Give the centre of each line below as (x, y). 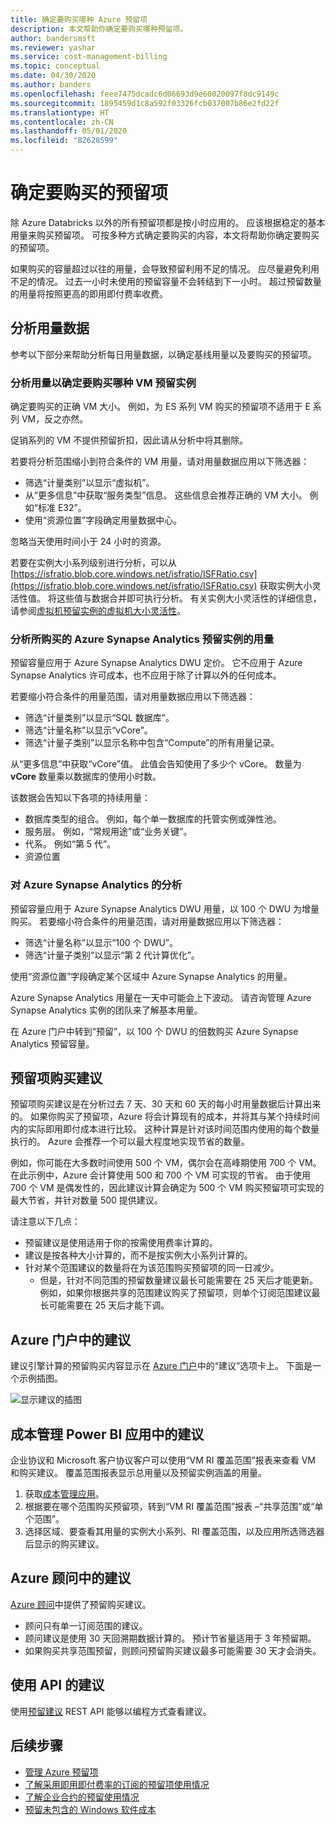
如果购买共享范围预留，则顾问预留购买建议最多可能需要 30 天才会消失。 (173, 1650)
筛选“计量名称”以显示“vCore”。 (88, 730)
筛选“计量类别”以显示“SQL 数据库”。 (99, 718)
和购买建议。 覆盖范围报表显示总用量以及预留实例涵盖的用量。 (138, 1473)
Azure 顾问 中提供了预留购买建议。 (81, 1604)
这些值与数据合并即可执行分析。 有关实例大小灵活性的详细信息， (189, 598)
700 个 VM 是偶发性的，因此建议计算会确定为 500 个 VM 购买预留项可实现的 (167, 1188)
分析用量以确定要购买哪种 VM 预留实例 (103, 383)
